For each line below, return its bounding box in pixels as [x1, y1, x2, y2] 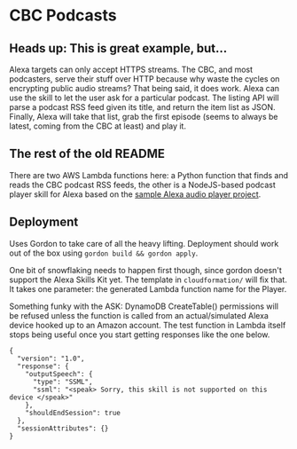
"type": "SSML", [32, 377, 93, 386]
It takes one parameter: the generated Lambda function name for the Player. [9, 283, 287, 294]
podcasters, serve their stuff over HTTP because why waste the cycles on [9, 74, 280, 84]
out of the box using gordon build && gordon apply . [9, 248, 199, 258]
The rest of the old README [9, 146, 166, 161]
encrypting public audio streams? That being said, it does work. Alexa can [9, 83, 280, 93]
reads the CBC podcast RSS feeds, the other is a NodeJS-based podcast [9, 179, 277, 190]
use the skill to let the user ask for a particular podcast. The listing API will [9, 92, 279, 103]
